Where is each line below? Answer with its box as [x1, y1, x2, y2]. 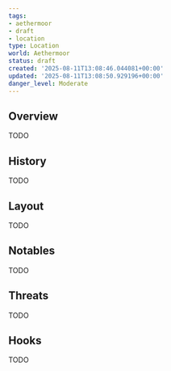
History [8, 154, 47, 168]
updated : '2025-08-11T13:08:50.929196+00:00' [8, 72, 164, 80]
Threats [8, 289, 49, 303]
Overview [8, 109, 59, 123]
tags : [8, 11, 27, 20]
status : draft [8, 57, 56, 65]
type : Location [8, 42, 60, 50]
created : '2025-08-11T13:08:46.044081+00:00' [8, 65, 164, 73]
